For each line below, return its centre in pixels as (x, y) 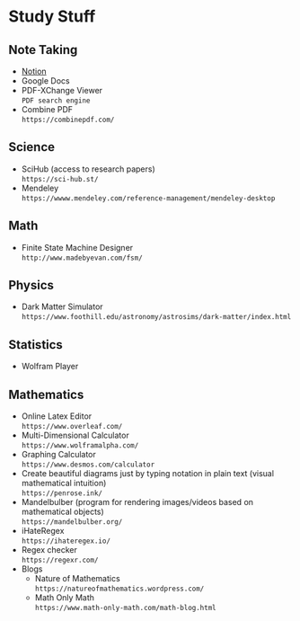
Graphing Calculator (58, 455)
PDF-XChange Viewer (62, 90)
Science (32, 147)
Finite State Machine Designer (77, 247)
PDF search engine (56, 101)
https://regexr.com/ (60, 560)
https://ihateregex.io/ (66, 541)
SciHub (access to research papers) (88, 169)
